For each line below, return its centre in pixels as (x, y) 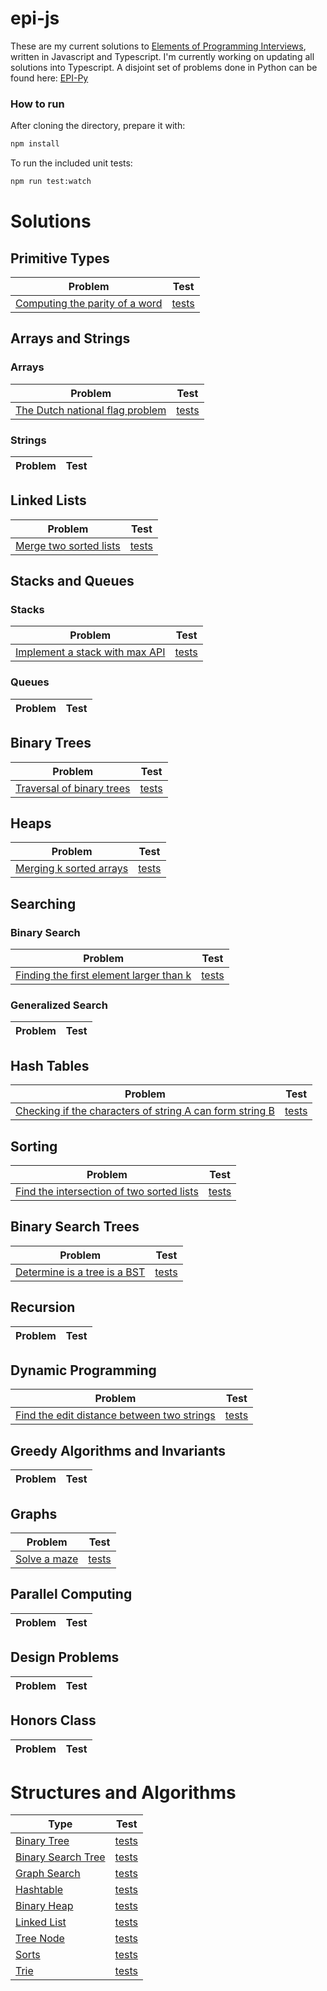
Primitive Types (60, 258)
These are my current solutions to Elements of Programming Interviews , (158, 46)
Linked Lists (48, 500)
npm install (35, 144)
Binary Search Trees (75, 1227)
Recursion (43, 1307)
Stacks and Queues (72, 581)
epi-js (35, 18)
